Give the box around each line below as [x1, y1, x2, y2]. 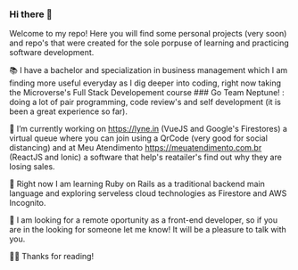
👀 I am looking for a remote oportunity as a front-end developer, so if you [9, 215, 278, 225]
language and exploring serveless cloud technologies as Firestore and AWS [9, 188, 287, 199]
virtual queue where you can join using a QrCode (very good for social [9, 133, 268, 143]
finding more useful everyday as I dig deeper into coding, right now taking [9, 78, 282, 88]
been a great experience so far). [9, 106, 128, 117]
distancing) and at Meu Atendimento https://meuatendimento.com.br [9, 143, 262, 153]
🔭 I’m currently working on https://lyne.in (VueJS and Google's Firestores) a [9, 124, 288, 135]
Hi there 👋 [9, 8, 54, 20]
